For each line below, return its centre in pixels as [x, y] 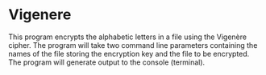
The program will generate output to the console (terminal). [107, 62]
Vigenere [40, 15]
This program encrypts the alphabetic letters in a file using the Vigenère [128, 37]
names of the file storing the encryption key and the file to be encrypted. [129, 53]
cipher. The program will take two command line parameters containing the [133, 45]
